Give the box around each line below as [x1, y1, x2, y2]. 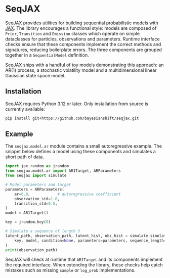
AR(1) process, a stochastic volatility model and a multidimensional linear [5, 67, 157, 73]
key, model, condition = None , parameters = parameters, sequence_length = [14, 238, 166, 243]
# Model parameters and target [5, 182, 71, 188]
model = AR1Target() [5, 210, 49, 215]
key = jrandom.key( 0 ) [5, 219, 51, 225]
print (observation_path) [5, 247, 58, 253]
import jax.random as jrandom [5, 164, 69, 169]
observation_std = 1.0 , [14, 196, 60, 201]
